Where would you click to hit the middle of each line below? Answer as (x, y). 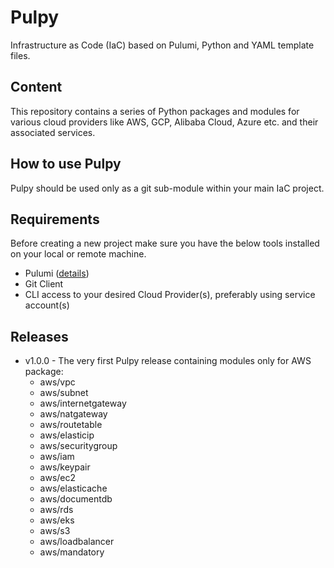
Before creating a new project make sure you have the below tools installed (165, 243)
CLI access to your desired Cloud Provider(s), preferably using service (170, 295)
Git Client (44, 284)
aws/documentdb (76, 499)
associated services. (53, 132)
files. (20, 55)
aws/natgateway (73, 414)
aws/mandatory (72, 552)
